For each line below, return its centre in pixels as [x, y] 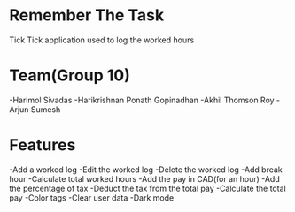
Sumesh [46, 109]
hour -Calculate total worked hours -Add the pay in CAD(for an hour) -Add [145, 178]
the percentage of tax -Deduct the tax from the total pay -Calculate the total [147, 188]
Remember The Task [87, 15]
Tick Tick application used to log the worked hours [102, 40]
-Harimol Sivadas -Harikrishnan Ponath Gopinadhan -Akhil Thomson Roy [142, 100]
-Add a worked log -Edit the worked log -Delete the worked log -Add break [146, 170]
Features [43, 145]
